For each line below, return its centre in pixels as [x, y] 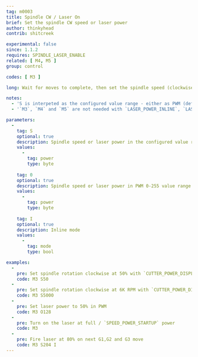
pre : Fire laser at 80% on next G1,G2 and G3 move [80, 340]
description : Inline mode [49, 230]
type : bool [41, 252]
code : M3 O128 [34, 312]
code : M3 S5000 [35, 296]
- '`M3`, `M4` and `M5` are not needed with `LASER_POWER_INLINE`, [96, 109]
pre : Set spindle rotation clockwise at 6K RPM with [83, 290]
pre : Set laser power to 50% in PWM [62, 306]
